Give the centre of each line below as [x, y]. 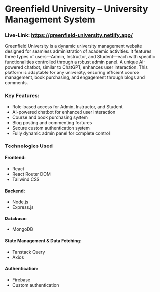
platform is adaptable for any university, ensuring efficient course [72, 73]
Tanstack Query [29, 252]
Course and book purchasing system [50, 117]
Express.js [23, 207]
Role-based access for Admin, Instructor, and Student [67, 107]
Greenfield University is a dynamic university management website [74, 46]
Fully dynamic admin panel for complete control [61, 133]
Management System [50, 20]
